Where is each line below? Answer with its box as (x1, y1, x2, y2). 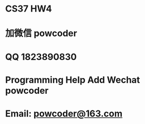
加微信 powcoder (5, 28, 77, 39)
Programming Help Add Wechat (5, 74, 140, 86)
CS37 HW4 (5, 3, 52, 15)
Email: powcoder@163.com (5, 108, 122, 119)
